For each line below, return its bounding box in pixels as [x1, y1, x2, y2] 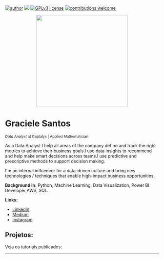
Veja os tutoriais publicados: [5, 244, 62, 250]
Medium [12, 211, 29, 217]
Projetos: [5, 231, 33, 239]
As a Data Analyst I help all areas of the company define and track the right [5, 142, 156, 148]
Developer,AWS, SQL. [5, 187, 49, 193]
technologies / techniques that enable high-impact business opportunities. [5, 173, 155, 179]
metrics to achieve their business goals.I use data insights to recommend [5, 148, 152, 154]
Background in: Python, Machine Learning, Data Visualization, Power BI [5, 182, 150, 188]
